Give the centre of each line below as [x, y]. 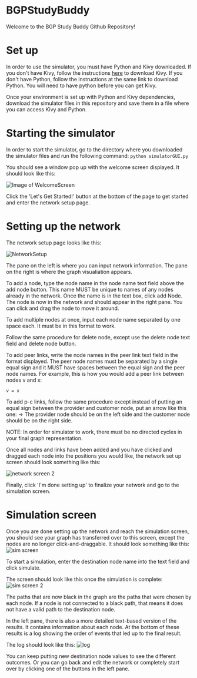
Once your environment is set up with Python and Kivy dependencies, [91, 97]
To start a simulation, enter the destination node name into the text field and [98, 561]
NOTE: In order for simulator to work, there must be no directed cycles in [94, 432]
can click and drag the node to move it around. [63, 308]
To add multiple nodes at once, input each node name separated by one [93, 319]
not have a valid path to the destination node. [61, 609]
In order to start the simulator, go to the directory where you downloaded [94, 149]
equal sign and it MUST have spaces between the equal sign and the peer [96, 367]
